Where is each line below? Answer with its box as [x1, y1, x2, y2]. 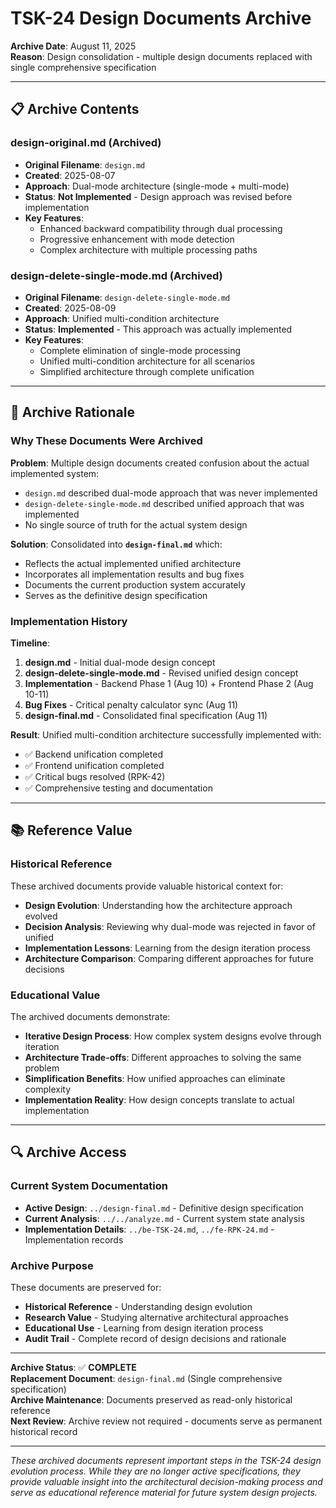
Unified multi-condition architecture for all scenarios [39, 355, 256, 367]
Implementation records [24, 1233, 124, 1246]
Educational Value [10, 988, 101, 1002]
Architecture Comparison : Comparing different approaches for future [24, 952, 314, 964]
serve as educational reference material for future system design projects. [10, 1486, 318, 1498]
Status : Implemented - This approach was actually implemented [24, 323, 293, 335]
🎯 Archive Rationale [10, 404, 135, 421]
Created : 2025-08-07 [24, 169, 116, 181]
